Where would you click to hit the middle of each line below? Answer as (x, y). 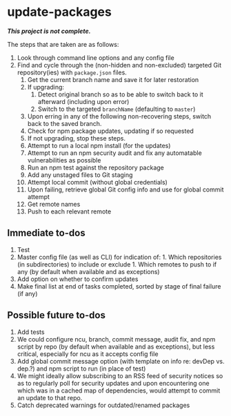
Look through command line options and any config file (96, 58)
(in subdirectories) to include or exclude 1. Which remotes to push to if (117, 264)
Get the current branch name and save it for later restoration (113, 79)
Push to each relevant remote (69, 211)
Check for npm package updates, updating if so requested (111, 131)
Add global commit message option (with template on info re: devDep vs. (121, 361)
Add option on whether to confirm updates (78, 279)
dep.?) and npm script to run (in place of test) (81, 368)
